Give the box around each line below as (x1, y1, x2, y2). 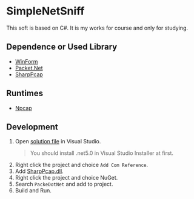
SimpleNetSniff (6, 4, 85, 18)
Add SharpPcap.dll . (15, 168, 64, 175)
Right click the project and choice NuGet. (15, 174, 118, 181)
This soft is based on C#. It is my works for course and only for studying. (6, 24, 189, 31)
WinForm (15, 57, 38, 65)
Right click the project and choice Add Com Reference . (15, 161, 149, 169)
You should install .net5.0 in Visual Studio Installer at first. (30, 149, 174, 157)
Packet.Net (15, 64, 44, 71)
